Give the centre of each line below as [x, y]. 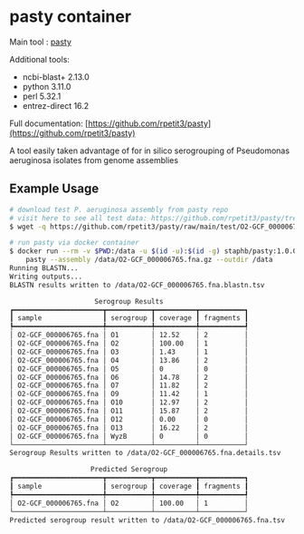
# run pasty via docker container [75, 243]
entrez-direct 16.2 [56, 105]
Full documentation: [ [49, 123]
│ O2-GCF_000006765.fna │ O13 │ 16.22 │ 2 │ [129, 428]
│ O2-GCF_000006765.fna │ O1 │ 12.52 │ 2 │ [129, 335]
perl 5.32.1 [42, 96]
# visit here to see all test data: [78, 218]
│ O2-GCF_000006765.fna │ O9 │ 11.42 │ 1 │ [129, 394]
